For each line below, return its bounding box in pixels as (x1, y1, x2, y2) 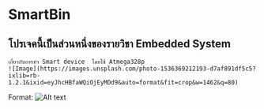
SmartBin (8, 6, 71, 24)
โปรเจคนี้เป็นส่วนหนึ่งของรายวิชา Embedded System (8, 37, 232, 51)
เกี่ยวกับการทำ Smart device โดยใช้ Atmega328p (8, 58, 145, 66)
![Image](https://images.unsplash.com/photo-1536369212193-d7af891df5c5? (8, 65, 257, 73)
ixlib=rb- (8, 72, 41, 80)
